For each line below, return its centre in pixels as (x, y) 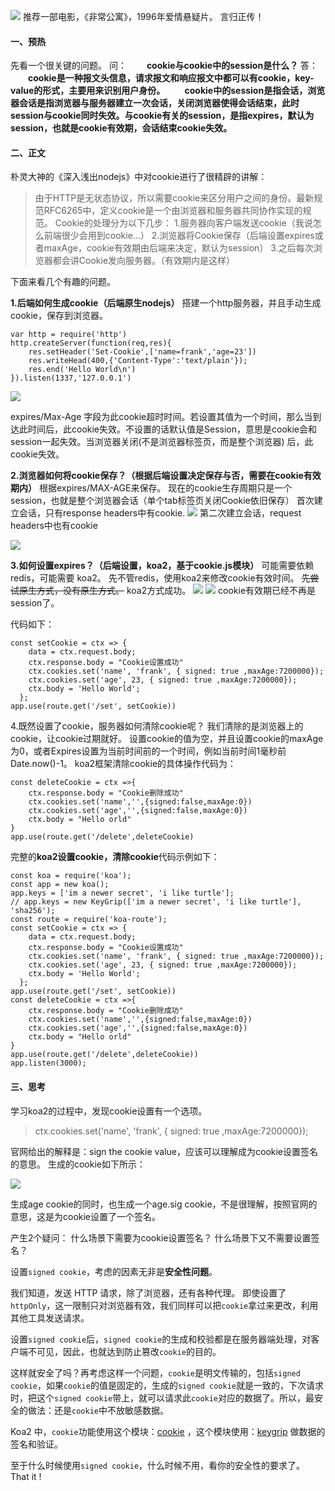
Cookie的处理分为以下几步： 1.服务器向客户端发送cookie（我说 (183, 223)
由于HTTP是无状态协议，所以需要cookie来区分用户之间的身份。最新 (174, 198)
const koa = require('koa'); (71, 876)
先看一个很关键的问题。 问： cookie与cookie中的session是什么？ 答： (164, 66)
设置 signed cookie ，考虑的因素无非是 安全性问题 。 (114, 1271)
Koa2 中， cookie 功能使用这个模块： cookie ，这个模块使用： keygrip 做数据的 (168, 1431)
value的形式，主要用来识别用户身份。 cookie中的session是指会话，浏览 (168, 91)
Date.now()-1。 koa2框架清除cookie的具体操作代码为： (123, 764)
